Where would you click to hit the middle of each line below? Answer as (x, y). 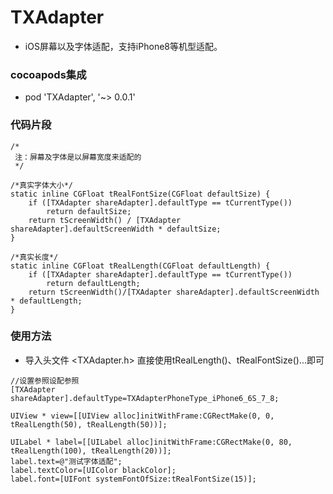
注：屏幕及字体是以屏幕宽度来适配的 (78, 157)
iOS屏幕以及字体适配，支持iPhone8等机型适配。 (123, 46)
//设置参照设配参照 (45, 381)
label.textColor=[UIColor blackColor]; (93, 470)
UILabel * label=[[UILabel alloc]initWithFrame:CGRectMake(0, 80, (151, 442)
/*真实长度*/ (34, 257)
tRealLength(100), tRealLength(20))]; (91, 451)
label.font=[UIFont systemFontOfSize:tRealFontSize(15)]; (133, 479)
